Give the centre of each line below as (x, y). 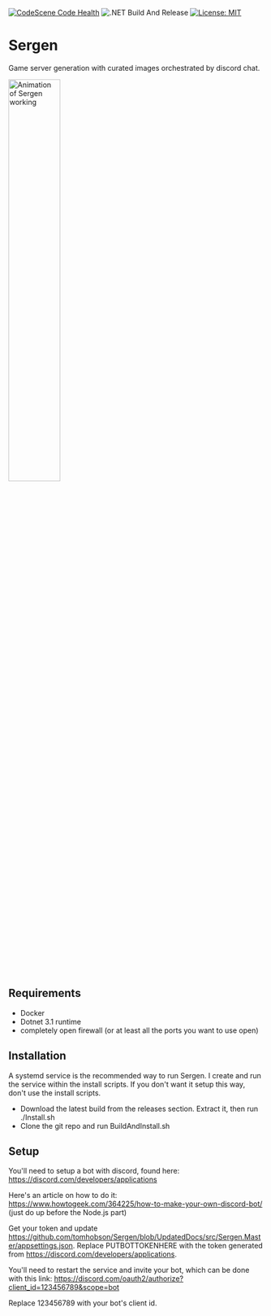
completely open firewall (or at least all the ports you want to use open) (139, 1030)
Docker (32, 1012)
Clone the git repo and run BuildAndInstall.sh (95, 1126)
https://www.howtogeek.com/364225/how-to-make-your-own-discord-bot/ (135, 1204)
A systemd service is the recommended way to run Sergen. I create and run (135, 1075)
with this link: (30, 1279)
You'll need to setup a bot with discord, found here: (94, 1171)
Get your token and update (53, 1228)
